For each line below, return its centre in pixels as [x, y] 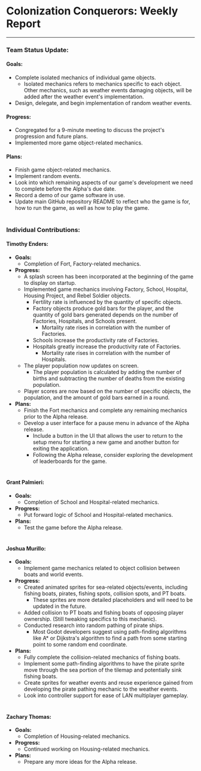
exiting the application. [61, 448]
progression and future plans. [51, 137]
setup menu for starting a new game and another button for [106, 442]
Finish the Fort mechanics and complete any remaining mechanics [105, 410]
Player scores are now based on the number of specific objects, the [107, 391]
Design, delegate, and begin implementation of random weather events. [103, 103]
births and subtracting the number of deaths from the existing [109, 378]
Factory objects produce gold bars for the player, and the [103, 308]
